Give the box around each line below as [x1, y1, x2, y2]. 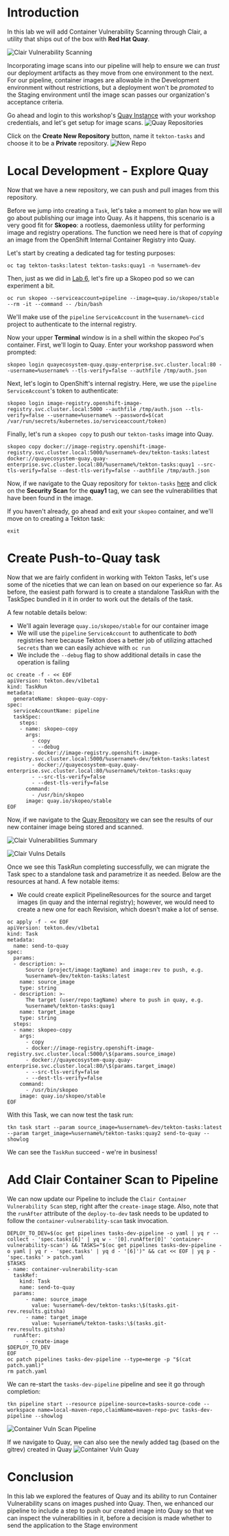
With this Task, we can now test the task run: [7, 1110, 134, 1119]
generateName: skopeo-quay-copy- [13, 695, 109, 702]
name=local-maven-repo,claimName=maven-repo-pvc [37, 1406, 180, 1413]
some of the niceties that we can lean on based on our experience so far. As [7, 580, 223, 588]
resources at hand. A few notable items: [7, 877, 120, 885]
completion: [7, 1387, 41, 1395]
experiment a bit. [7, 281, 55, 290]
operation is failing [16, 658, 70, 666]
